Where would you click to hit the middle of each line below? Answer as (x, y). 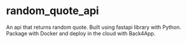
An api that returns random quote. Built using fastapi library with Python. (93, 27)
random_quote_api (53, 11)
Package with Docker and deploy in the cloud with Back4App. (81, 33)
